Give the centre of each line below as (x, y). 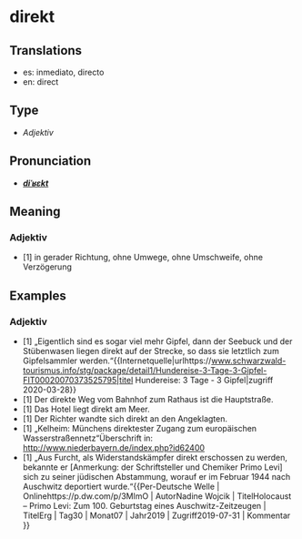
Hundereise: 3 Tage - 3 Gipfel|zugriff (204, 380)
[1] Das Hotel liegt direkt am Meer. (86, 409)
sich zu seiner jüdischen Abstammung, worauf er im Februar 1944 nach (156, 477)
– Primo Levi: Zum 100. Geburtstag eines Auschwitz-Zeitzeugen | (144, 506)
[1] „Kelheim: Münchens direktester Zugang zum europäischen (140, 428)
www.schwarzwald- (248, 361)
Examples (38, 295)
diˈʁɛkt (35, 183)
